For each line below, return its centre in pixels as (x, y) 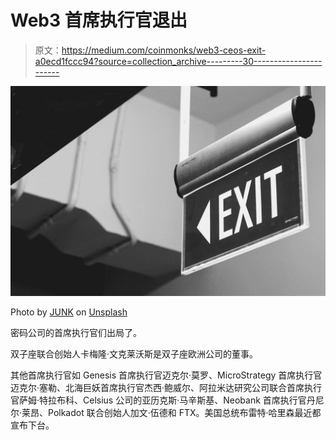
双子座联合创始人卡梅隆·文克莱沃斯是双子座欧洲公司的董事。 (134, 353)
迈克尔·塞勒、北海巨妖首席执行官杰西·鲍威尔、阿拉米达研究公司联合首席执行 (166, 387)
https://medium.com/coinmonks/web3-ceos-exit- (164, 50)
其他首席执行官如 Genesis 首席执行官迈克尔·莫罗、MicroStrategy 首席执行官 (166, 375)
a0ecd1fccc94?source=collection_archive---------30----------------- (178, 61)
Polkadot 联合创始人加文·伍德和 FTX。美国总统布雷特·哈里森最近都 (185, 412)
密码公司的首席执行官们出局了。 (76, 332)
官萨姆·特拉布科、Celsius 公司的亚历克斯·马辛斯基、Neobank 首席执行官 (158, 400)
